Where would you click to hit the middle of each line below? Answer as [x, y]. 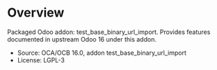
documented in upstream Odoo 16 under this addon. [82, 39]
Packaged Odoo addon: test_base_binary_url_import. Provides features [109, 32]
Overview [36, 13]
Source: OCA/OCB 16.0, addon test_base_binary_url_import [102, 53]
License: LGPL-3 [41, 60]
